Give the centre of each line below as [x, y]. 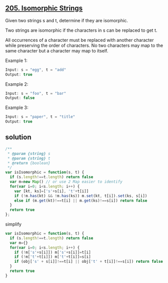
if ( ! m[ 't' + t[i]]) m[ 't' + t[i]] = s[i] [53, 257]
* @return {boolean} [29, 163]
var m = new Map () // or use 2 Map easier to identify [66, 182]
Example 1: [16, 61]
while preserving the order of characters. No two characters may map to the [84, 45]
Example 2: [17, 84]
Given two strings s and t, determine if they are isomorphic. [67, 20]
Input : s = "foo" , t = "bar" [36, 93]
